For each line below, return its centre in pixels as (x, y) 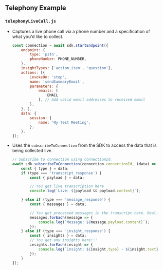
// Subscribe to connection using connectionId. (62, 160)
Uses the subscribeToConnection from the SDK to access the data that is (84, 145)
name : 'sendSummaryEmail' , (57, 82)
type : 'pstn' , (44, 55)
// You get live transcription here (67, 186)
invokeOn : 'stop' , (48, 77)
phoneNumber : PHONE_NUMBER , (58, 59)
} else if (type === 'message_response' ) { (66, 200)
